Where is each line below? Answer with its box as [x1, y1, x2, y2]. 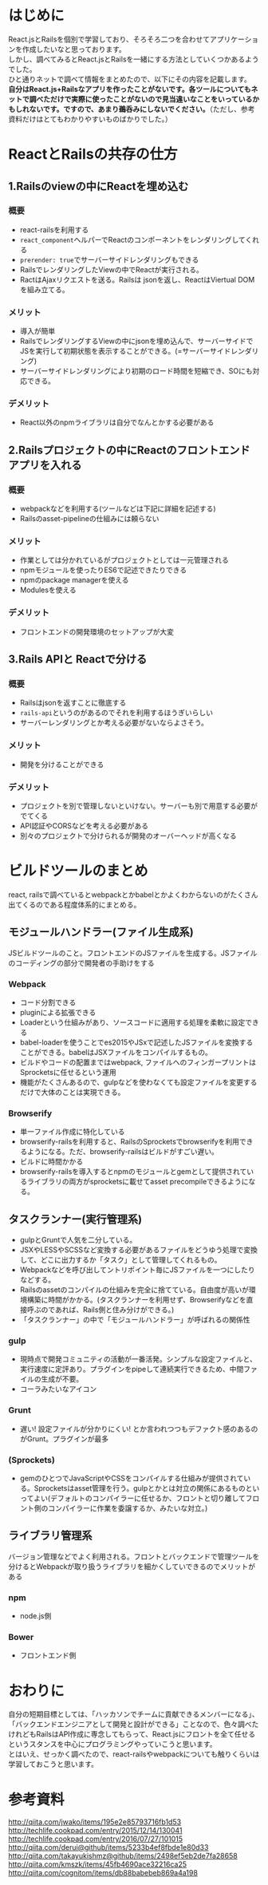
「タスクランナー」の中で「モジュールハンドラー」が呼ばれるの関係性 [19, 1315, 250, 1325]
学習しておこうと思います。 [8, 1760, 98, 1769]
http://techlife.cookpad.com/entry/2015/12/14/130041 [8, 1826, 183, 1836]
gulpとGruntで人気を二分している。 [19, 1235, 137, 1245]
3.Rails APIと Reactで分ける [8, 653, 148, 666]
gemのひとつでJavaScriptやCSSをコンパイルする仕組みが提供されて [19, 1473, 244, 1484]
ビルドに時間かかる [19, 1157, 84, 1167]
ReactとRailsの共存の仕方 [8, 145, 178, 164]
